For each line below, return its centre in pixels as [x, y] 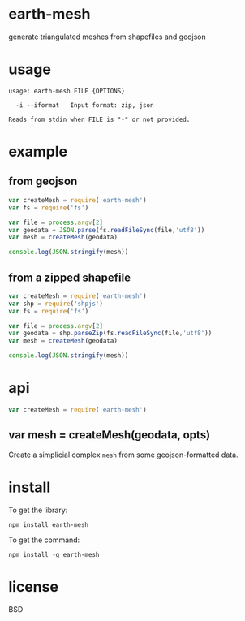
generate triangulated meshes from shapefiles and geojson [107, 37]
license [34, 586]
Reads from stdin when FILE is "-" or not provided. [99, 119]
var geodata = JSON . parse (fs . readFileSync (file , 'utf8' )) [107, 230]
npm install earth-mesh [49, 524]
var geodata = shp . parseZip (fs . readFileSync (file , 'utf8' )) [110, 334]
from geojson [43, 181]
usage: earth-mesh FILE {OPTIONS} [67, 91]
